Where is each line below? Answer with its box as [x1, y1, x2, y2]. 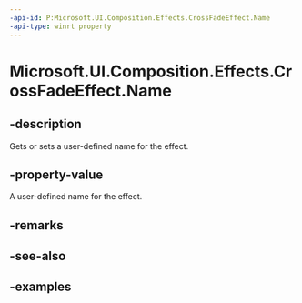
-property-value [9, 167, 104, 182]
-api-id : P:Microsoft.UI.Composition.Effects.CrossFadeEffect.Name [9, 13, 271, 23]
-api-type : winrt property [9, 22, 112, 31]
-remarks [9, 217, 64, 233]
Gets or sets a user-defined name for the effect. [9, 140, 189, 151]
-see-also [9, 248, 66, 264]
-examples [9, 279, 72, 295]
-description [9, 116, 82, 132]
